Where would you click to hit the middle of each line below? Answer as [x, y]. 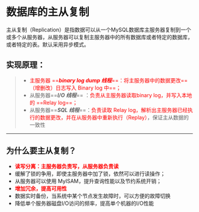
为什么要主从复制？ [41, 151]
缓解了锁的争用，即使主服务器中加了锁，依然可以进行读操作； [90, 174]
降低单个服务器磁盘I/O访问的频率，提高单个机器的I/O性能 [84, 203]
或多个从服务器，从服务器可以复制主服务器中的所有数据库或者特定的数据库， [99, 37]
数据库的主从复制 [48, 12]
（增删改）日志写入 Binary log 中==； [75, 88]
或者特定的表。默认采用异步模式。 [48, 44]
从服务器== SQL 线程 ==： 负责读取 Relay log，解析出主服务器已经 [108, 110]
